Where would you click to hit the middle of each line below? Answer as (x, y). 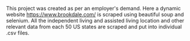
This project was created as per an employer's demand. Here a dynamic (94, 8)
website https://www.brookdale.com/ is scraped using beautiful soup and (95, 14)
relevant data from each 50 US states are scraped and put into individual (94, 27)
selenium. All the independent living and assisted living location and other (95, 20)
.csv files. (18, 33)
